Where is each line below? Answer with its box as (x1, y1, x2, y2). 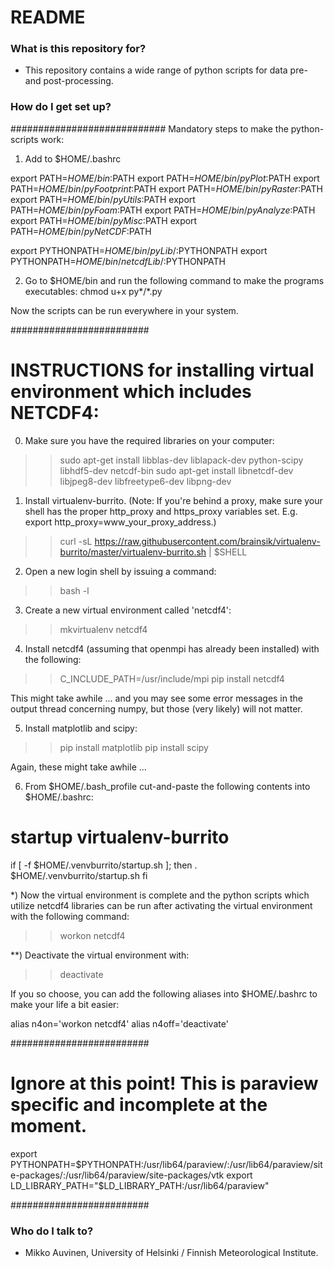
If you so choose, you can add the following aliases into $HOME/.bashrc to (10, 987, 318, 1000)
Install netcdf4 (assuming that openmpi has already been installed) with (24, 642, 320, 655)
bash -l (59, 584, 90, 596)
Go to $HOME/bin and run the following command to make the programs (24, 274, 325, 286)
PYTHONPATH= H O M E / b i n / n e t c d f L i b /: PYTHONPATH (10, 255, 226, 267)
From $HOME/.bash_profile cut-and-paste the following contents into (24, 780, 311, 792)
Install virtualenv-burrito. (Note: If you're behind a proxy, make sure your (24, 494, 323, 506)
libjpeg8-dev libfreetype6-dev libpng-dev (59, 475, 232, 487)
